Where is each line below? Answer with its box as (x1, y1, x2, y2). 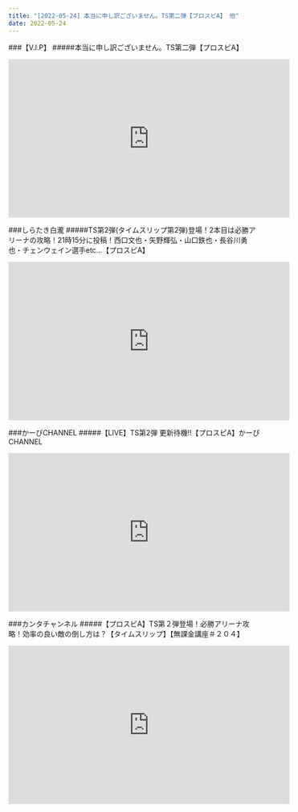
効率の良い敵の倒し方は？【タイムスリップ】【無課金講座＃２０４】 (22, 629, 244, 638)
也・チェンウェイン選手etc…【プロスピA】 (8, 245, 150, 254)
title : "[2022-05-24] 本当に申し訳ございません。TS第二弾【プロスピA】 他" (8, 11, 239, 20)
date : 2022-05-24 (8, 19, 67, 27)
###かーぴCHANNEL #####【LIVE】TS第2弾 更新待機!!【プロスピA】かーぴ (8, 427, 260, 437)
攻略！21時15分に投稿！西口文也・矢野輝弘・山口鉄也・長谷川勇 (35, 235, 248, 245)
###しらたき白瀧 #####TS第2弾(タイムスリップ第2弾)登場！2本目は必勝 (8, 225, 249, 234)
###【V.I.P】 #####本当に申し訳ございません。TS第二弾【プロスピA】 (8, 42, 243, 52)
